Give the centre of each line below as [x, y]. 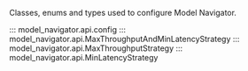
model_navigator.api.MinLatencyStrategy [84, 57]
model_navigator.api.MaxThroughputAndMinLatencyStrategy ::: [124, 39]
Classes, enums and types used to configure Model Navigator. [123, 13]
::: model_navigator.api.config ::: [68, 29]
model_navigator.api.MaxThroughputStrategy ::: [96, 48]
